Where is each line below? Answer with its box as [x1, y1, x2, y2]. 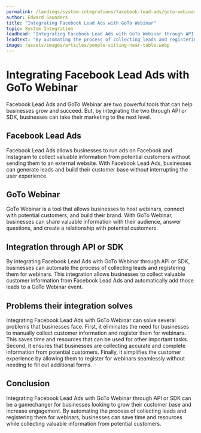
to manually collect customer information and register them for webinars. [6, 329, 186, 336]
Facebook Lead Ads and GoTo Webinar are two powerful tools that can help [6, 100, 193, 108]
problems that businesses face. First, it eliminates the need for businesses [6, 323, 190, 330]
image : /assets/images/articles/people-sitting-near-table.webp [6, 43, 170, 49]
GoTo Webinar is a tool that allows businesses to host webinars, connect [6, 205, 184, 213]
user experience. [6, 172, 48, 179]
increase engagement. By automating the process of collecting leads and [6, 407, 187, 414]
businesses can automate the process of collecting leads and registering [6, 264, 185, 272]
